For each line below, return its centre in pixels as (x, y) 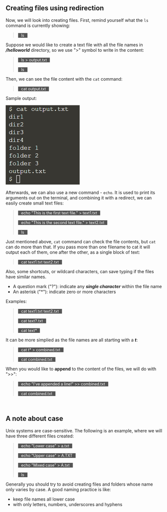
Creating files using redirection (55, 8)
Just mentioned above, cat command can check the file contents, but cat (81, 241)
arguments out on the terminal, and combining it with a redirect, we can (79, 198)
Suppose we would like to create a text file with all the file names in (74, 45)
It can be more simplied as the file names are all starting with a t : (72, 340)
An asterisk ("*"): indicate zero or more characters (64, 292)
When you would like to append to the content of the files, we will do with (81, 369)
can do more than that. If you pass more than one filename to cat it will (78, 247)
